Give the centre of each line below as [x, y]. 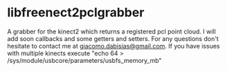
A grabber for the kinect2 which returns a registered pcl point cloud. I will [111, 31]
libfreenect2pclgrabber [76, 13]
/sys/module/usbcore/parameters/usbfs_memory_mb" [84, 60]
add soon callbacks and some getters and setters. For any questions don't [113, 38]
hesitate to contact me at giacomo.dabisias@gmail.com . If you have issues [113, 46]
